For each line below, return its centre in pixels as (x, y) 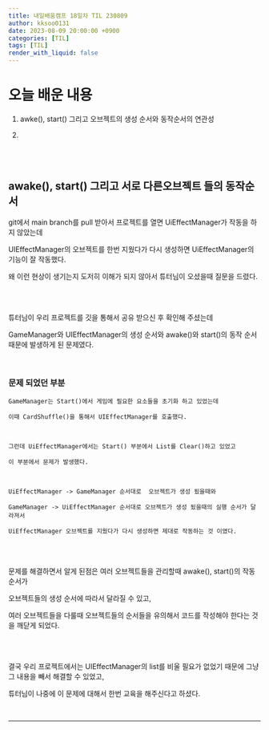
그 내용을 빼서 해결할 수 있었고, (56, 677)
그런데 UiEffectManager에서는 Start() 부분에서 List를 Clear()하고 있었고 (122, 447)
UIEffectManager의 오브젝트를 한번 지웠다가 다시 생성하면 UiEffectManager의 (131, 249)
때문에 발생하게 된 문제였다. (51, 344)
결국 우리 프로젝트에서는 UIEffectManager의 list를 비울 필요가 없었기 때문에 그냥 (134, 667)
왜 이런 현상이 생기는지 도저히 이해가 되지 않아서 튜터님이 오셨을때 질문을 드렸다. (133, 276)
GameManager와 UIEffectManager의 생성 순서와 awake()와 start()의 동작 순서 (133, 335)
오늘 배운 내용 (50, 95)
